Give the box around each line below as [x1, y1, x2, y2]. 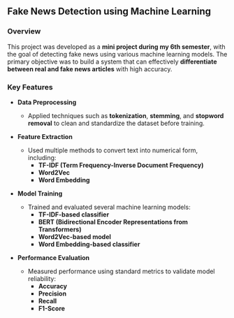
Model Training [17, 189, 63, 198]
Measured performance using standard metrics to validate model [27, 267, 215, 275]
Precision [38, 289, 67, 298]
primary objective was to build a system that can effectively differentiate [7, 57, 217, 66]
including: [27, 153, 57, 161]
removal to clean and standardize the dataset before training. [27, 119, 205, 127]
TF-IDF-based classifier [38, 210, 110, 219]
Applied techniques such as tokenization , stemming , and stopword [27, 111, 224, 120]
